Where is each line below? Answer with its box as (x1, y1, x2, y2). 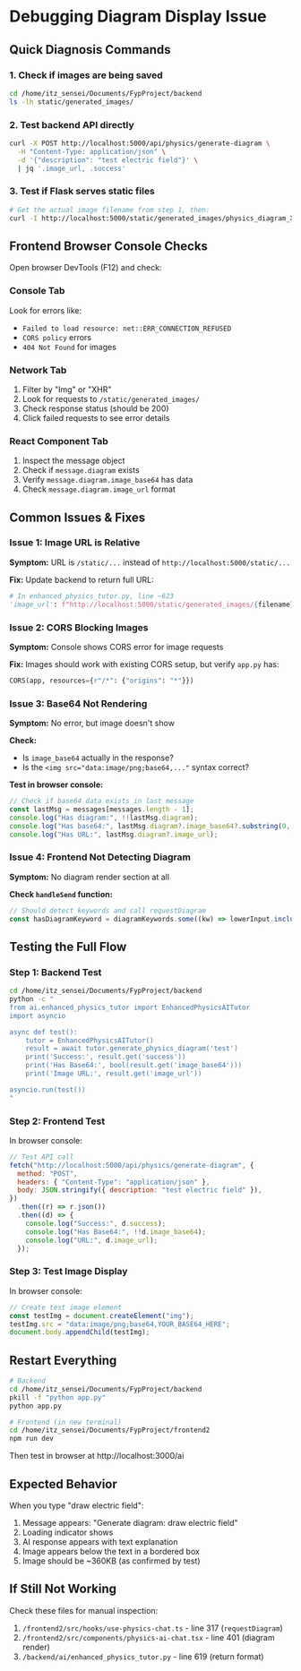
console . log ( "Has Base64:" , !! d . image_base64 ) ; (25, 1227, 206, 1237)
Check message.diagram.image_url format (21, 484, 176, 494)
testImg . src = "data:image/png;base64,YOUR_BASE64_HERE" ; (9, 1319, 230, 1329)
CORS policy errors (21, 331, 92, 342)
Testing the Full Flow (9, 938, 127, 955)
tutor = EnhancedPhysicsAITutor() (25, 1036, 154, 1045)
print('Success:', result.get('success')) (25, 1052, 186, 1062)
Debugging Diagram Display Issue (9, 6, 267, 27)
